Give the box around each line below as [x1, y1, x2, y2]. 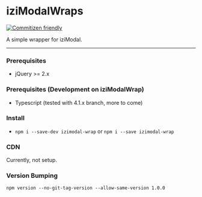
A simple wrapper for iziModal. [6, 36, 82, 43]
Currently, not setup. [6, 157, 57, 164]
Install [6, 114, 25, 122]
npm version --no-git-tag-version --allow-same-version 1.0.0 [6, 185, 165, 191]
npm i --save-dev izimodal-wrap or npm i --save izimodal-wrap [14, 128, 174, 135]
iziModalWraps [6, 4, 84, 18]
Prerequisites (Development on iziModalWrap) [6, 86, 144, 94]
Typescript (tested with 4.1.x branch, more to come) [14, 99, 143, 106]
